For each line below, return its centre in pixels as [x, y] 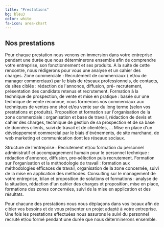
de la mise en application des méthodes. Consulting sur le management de [80, 174]
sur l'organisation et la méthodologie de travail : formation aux [68, 163]
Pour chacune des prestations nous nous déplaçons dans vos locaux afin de [82, 204]
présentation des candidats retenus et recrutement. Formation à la [72, 91]
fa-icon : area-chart [26, 23]
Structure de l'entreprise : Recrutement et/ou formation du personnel [74, 148]
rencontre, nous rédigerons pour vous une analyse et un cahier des [73, 70]
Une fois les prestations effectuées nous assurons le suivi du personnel [77, 214]
